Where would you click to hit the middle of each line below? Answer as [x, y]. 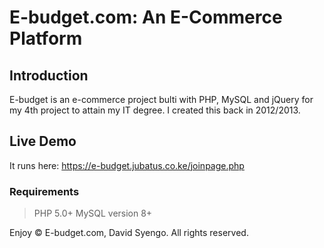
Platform [46, 38]
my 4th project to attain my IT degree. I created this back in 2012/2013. [155, 110]
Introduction [49, 75]
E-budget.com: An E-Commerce [146, 17]
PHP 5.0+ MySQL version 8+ [93, 213]
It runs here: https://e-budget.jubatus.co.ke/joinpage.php [127, 165]
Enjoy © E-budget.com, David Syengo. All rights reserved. [129, 233]
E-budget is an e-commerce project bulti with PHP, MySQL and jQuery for [161, 99]
